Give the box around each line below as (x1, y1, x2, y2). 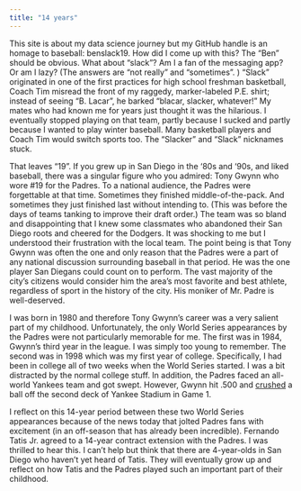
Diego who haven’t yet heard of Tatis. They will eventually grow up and (9, 454, 272, 465)
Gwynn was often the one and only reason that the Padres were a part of (9, 247, 279, 258)
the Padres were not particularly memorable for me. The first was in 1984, (9, 331, 282, 342)
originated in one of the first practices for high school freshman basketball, (9, 76, 287, 86)
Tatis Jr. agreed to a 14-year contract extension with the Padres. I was (9, 434, 269, 446)
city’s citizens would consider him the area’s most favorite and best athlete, (9, 276, 288, 286)
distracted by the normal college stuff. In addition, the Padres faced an (9, 369, 270, 380)
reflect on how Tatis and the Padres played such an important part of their (9, 463, 283, 474)
